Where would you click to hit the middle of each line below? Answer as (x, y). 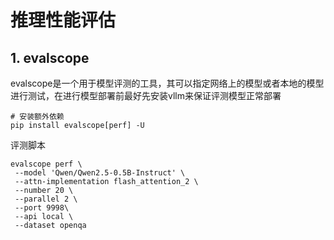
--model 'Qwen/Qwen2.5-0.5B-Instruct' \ (100, 173)
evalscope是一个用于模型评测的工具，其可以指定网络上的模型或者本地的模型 (167, 83)
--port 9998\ (42, 208)
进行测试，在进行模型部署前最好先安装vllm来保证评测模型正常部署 (146, 95)
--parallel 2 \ (46, 199)
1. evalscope (50, 57)
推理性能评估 (63, 20)
